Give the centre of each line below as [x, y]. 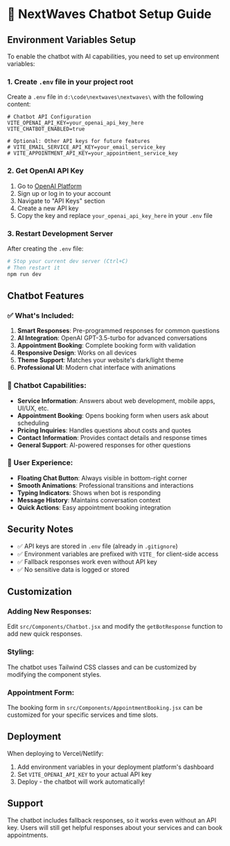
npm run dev [24, 274]
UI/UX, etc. [33, 408]
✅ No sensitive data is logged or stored [73, 569]
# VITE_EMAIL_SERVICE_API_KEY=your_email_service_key [87, 147]
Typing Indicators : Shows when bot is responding [89, 493]
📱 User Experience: [40, 463]
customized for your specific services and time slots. [83, 715]
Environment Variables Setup [72, 40]
